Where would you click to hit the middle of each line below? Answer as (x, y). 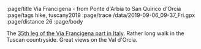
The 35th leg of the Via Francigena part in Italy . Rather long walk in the (95, 33)
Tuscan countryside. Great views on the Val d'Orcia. (72, 40)
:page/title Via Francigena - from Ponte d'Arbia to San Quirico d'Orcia (94, 9)
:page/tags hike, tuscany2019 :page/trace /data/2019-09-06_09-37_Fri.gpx (101, 15)
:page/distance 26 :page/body (45, 21)
